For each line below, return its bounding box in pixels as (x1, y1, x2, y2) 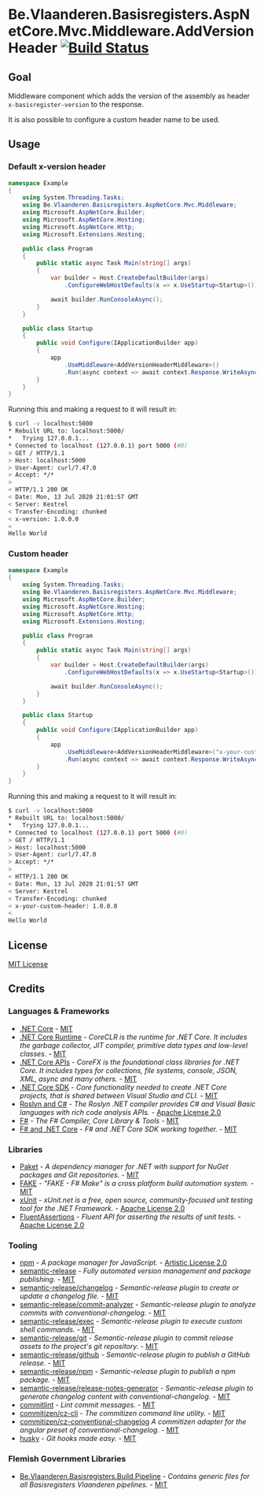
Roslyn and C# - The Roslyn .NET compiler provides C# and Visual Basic (19, 1099, 256, 1109)
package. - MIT (19, 1375, 71, 1384)
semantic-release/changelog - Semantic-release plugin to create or (19, 1283, 240, 1293)
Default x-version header (8, 162, 106, 173)
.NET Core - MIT (19, 1023, 73, 1033)
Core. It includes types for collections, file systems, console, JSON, (19, 1065, 238, 1075)
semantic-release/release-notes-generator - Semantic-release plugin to (19, 1384, 254, 1393)
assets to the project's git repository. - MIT (19, 1342, 159, 1351)
